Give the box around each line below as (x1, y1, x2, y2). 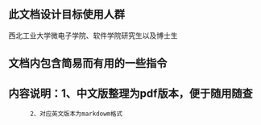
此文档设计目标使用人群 (8, 7, 125, 22)
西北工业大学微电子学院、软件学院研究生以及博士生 (8, 31, 178, 40)
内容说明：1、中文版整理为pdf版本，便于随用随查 (8, 86, 253, 100)
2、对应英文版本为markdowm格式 (29, 110, 123, 119)
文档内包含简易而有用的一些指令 (8, 56, 168, 70)
